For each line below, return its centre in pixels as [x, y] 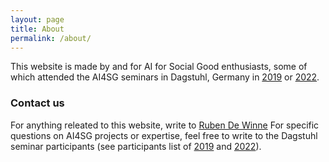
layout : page [37, 19]
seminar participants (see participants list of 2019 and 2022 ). [136, 146]
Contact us [37, 103]
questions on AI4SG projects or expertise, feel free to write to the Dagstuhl [164, 135]
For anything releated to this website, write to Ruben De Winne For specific [165, 125]
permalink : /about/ [51, 38]
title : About [37, 29]
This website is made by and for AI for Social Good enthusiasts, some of [159, 67]
